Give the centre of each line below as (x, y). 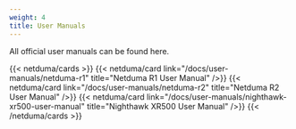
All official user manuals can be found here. (89, 51)
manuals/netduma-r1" (49, 77)
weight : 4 (28, 17)
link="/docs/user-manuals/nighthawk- (217, 97)
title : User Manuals (48, 26)
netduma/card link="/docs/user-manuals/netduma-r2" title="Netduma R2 (144, 87)
